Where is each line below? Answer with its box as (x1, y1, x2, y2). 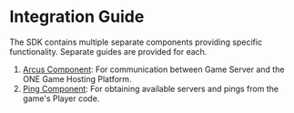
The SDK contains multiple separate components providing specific (9, 36, 262, 47)
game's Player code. (22, 93, 100, 104)
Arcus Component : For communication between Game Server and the (22, 64, 285, 75)
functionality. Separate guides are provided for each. (9, 46, 208, 56)
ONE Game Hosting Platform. (22, 73, 132, 84)
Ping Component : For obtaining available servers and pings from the (22, 83, 279, 94)
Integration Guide (9, 6, 145, 27)
